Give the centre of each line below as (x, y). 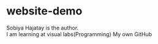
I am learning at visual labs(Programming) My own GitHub (79, 34)
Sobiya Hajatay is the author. (43, 28)
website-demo (44, 11)
